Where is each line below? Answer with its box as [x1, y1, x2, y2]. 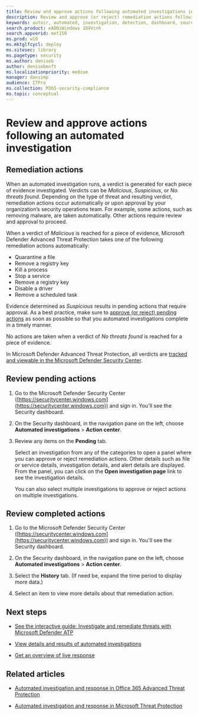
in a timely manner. [6, 321, 52, 328]
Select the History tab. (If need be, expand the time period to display [14, 572, 182, 579]
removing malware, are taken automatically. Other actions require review [6, 212, 182, 219]
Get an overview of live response [14, 652, 95, 659]
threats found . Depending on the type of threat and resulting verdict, [6, 193, 173, 200]
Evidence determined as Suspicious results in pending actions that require [6, 302, 187, 310]
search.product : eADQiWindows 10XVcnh [6, 25, 101, 31]
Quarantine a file [14, 253, 55, 260]
